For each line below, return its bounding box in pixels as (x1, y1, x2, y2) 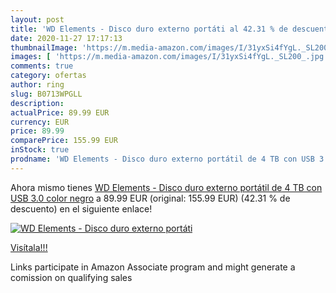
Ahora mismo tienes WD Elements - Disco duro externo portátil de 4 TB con (10, 181, 323, 193)
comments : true (10, 61, 74, 71)
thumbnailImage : (10, 42, 78, 53)
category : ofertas (10, 71, 87, 81)
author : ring (10, 80, 65, 90)
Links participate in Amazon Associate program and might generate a (10, 261, 296, 273)
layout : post (10, 14, 65, 25)
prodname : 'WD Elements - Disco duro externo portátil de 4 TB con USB (10, 154, 315, 164)
